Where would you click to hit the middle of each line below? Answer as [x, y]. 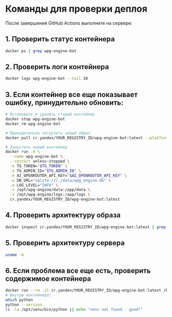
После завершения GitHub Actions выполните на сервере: [69, 23]
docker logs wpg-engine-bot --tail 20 [47, 79]
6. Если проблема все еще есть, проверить [78, 271]
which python [19, 300]
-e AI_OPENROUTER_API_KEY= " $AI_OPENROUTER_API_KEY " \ [68, 175]
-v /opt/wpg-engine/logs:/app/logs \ [50, 195]
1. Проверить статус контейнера [60, 39]
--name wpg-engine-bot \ [36, 156]
